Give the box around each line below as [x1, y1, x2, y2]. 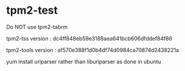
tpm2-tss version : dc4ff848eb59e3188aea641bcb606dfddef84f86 [6, 35, 172, 42]
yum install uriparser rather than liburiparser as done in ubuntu [6, 58, 162, 65]
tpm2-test [6, 4, 58, 17]
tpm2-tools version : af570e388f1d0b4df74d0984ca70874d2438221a [6, 46, 179, 54]
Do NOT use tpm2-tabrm [6, 23, 68, 30]
